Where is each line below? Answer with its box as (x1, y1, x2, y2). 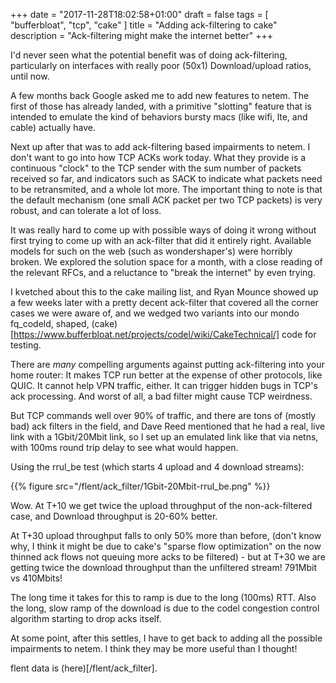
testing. (10, 339, 42, 351)
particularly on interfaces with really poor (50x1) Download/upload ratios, (10, 60, 312, 71)
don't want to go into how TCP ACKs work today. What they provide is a (10, 152, 307, 163)
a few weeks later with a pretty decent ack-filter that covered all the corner (10, 297, 319, 308)
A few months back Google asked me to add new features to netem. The (10, 90, 310, 101)
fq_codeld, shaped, (10, 318, 90, 329)
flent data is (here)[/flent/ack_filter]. (10, 662, 158, 674)
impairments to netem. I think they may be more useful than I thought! (10, 643, 298, 654)
